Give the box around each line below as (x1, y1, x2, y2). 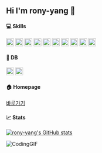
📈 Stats (6, 114, 26, 121)
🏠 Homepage (6, 84, 41, 91)
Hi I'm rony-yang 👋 (6, 6, 76, 16)
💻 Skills (6, 22, 26, 29)
